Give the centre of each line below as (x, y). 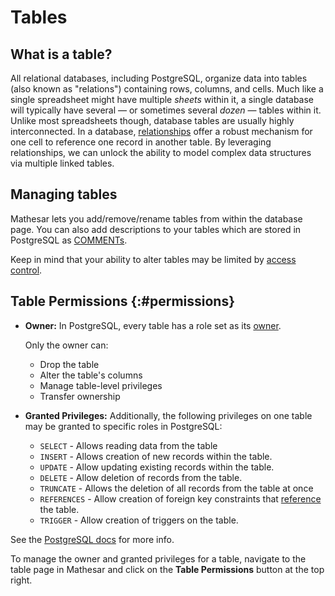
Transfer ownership (80, 396)
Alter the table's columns (91, 375)
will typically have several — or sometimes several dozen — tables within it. (166, 110)
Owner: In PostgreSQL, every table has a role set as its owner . (153, 325)
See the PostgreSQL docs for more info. (92, 539)
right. (21, 580)
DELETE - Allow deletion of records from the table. (141, 477)
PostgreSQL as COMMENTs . (69, 240)
